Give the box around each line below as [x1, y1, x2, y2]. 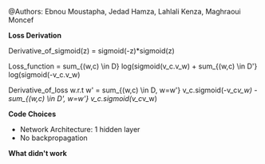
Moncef [8, 15, 34, 25]
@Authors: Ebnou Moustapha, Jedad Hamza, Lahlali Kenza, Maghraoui [8, 7, 241, 16]
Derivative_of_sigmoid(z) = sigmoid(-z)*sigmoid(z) [8, 46, 175, 55]
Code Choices [8, 109, 57, 119]
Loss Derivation [8, 31, 62, 40]
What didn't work [8, 149, 68, 158]
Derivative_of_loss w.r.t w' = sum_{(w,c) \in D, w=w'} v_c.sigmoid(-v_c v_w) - [8, 85, 258, 95]
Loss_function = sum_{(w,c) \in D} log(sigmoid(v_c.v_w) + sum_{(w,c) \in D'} [8, 61, 258, 71]
